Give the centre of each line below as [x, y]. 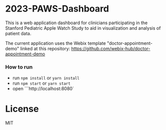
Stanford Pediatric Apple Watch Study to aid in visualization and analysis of [83, 28]
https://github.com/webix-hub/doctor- [111, 48]
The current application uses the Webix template [56, 43]
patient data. [18, 33]
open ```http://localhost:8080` [43, 89]
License [22, 109]
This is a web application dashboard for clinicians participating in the [76, 23]
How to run [19, 67]
